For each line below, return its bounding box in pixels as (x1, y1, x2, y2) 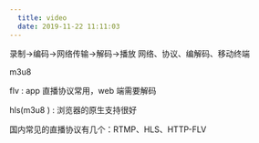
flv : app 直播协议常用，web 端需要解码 (9, 85, 157, 96)
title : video (17, 13, 67, 23)
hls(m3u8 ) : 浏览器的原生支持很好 (9, 104, 137, 115)
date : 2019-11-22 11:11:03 (17, 22, 120, 31)
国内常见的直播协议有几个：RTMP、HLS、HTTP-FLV (9, 124, 207, 135)
